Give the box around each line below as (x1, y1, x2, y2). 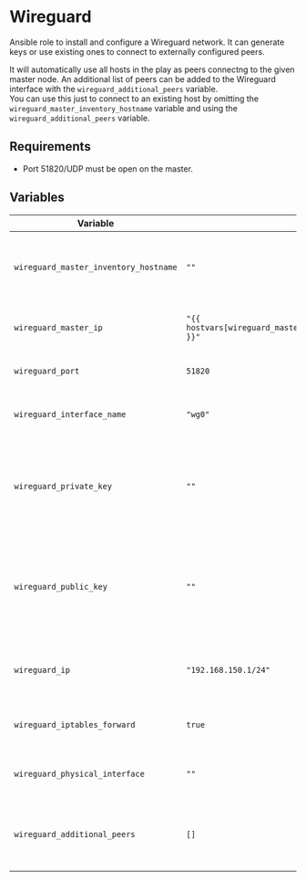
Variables (9, 190, 66, 205)
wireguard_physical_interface (14, 769, 146, 779)
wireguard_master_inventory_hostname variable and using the (9, 102, 239, 113)
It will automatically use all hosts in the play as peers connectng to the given (9, 64, 295, 75)
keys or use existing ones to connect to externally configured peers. (9, 46, 266, 57)
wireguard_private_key (14, 481, 112, 491)
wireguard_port (14, 365, 80, 376)
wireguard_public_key (14, 582, 107, 592)
